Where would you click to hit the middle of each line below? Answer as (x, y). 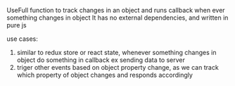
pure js (17, 25)
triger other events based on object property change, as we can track (118, 67)
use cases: (22, 39)
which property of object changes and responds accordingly (104, 75)
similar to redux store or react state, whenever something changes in (116, 53)
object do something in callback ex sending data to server (101, 60)
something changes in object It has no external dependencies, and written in (118, 18)
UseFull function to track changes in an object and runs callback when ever (116, 10)
